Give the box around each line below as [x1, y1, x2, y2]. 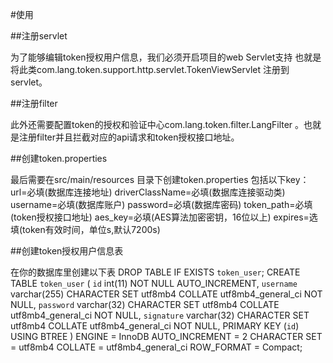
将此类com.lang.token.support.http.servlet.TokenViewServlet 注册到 [10, 64, 290, 75]
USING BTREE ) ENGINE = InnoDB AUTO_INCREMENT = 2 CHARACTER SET [10, 331, 323, 342]
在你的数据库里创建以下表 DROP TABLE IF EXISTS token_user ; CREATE [10, 266, 301, 278]
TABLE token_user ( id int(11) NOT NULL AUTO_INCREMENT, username [10, 278, 298, 289]
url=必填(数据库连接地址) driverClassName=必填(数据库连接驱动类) [10, 186, 286, 198]
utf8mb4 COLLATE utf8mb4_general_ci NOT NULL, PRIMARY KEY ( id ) [10, 320, 300, 332]
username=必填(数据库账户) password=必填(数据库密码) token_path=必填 [10, 199, 313, 210]
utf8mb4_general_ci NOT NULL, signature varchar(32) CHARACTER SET [10, 309, 310, 321]
